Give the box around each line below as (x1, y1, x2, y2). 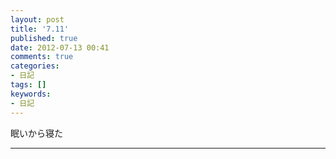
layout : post (10, 14, 65, 25)
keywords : (10, 89, 52, 99)
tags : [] (10, 80, 47, 90)
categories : (10, 61, 60, 71)
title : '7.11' (10, 24, 70, 34)
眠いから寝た (10, 127, 63, 139)
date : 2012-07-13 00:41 (10, 42, 110, 53)
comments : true (10, 52, 74, 62)
